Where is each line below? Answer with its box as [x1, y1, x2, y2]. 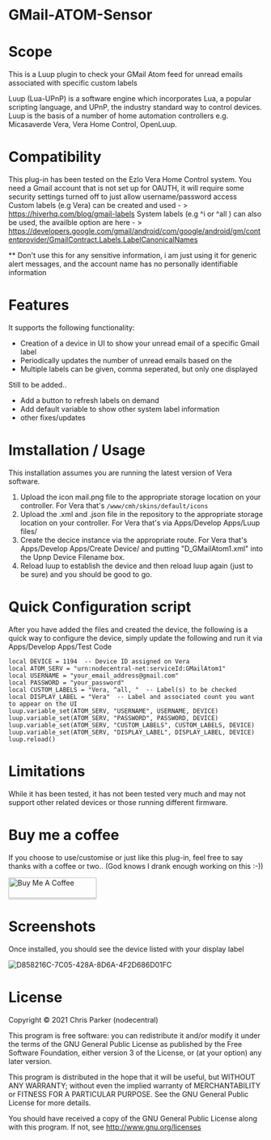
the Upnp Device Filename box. [19, 552, 125, 562]
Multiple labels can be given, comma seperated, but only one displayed [19, 364, 258, 374]
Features [8, 296, 70, 315]
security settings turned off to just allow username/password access [8, 192, 237, 201]
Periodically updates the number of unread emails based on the [19, 356, 232, 365]
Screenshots [8, 917, 96, 935]
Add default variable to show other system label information [19, 405, 220, 413]
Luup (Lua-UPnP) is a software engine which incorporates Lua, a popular [8, 94, 252, 104]
